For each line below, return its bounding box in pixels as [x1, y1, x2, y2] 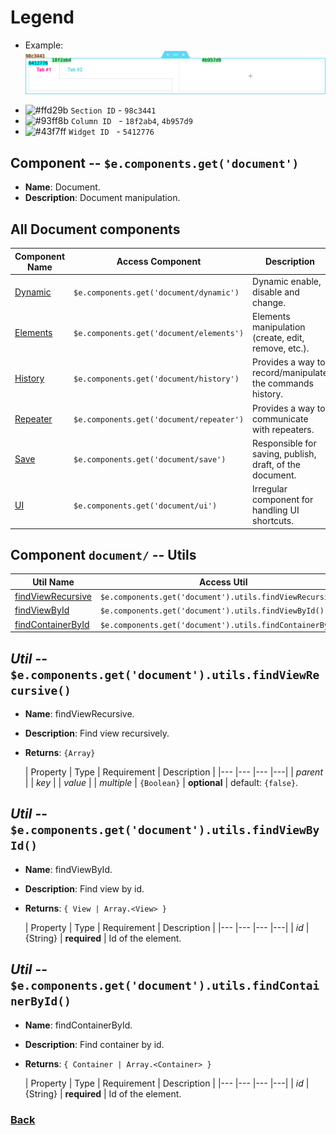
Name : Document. [24, 181, 101, 193]
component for [252, 494, 314, 506]
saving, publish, [252, 447, 317, 460]
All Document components [10, 221, 181, 238]
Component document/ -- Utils [10, 547, 197, 563]
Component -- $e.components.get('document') [10, 154, 300, 171]
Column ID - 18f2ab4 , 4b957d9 [70, 115, 193, 127]
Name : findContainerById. [24, 1019, 133, 1031]
